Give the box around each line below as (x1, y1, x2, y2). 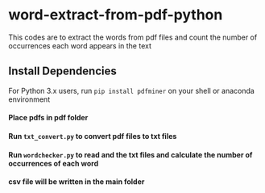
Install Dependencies (8, 65, 117, 78)
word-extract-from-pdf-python (8, 6, 223, 24)
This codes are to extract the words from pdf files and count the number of (8, 32, 258, 42)
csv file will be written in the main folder (8, 177, 145, 187)
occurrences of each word (8, 158, 99, 168)
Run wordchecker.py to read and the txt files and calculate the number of (8, 149, 253, 159)
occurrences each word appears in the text (8, 40, 151, 50)
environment (8, 94, 51, 104)
